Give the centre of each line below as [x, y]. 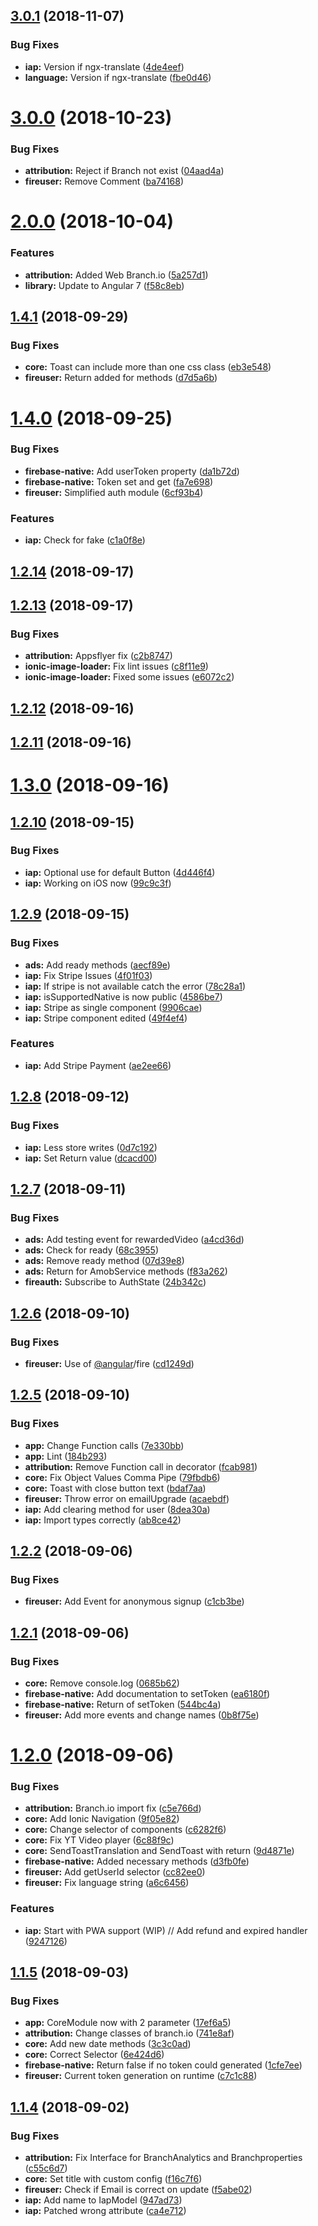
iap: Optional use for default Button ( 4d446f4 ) [120, 872]
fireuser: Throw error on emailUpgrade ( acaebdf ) [127, 1498]
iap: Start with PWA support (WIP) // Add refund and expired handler [166, 1930]
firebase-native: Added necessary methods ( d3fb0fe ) [137, 1861]
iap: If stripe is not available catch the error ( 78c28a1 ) [135, 986]
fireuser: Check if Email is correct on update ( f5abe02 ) [138, 2190]
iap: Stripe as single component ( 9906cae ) [113, 1007]
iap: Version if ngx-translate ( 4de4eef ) [104, 66]
